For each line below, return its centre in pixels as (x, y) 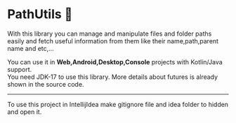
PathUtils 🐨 (40, 14)
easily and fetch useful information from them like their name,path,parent (113, 41)
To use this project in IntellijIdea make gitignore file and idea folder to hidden (118, 104)
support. (20, 69)
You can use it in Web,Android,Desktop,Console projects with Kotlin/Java (115, 61)
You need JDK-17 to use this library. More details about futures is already (113, 77)
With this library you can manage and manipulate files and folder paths (110, 34)
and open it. (25, 112)
